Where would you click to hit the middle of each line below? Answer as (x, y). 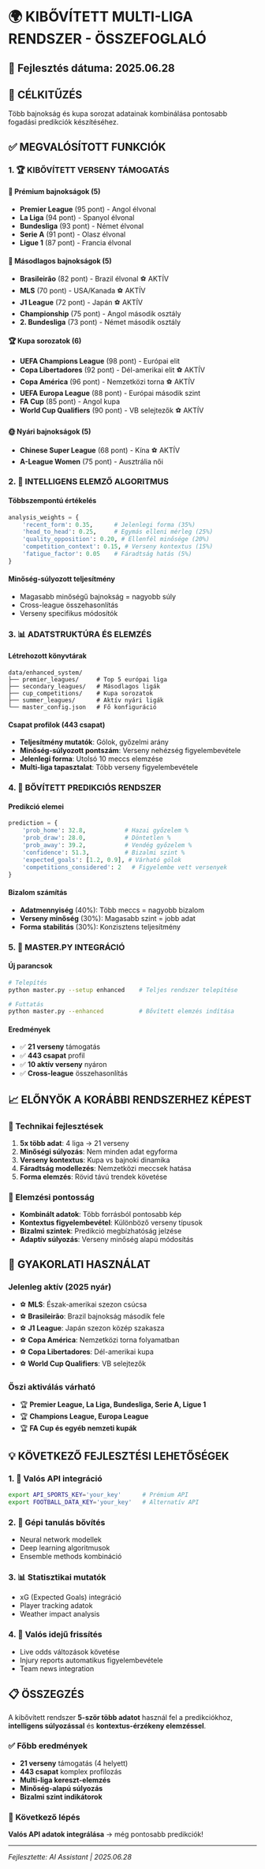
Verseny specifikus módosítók (69, 613)
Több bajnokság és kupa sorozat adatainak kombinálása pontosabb (118, 114)
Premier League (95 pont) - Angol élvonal (88, 209)
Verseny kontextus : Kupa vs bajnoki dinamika (95, 1160)
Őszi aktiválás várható (52, 1387)
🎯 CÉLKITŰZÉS (45, 94)
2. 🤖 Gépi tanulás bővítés (57, 1522)
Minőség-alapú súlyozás (61, 1788)
